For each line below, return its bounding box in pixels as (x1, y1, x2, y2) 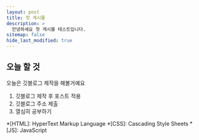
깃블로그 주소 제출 (15, 99, 58, 107)
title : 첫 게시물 (6, 15, 46, 21)
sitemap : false (6, 32, 45, 38)
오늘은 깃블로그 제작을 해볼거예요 (6, 79, 86, 87)
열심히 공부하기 (15, 107, 52, 115)
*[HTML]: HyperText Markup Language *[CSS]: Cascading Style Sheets (6, 120, 189, 127)
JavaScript (20, 126, 47, 134)
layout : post (6, 9, 40, 15)
